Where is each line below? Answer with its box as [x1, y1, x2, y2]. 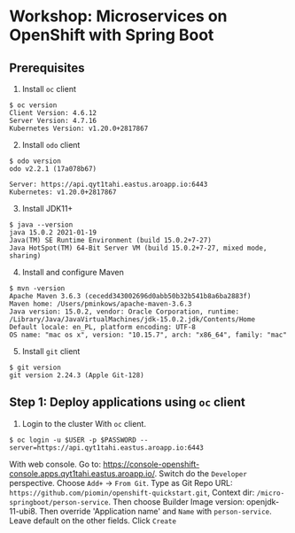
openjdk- [246, 496, 280, 506]
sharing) [9, 251, 42, 260]
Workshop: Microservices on [9, 6, 228, 27]
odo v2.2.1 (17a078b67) [9, 165, 97, 174]
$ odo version [9, 157, 62, 166]
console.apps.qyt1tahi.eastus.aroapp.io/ [9, 467, 155, 479]
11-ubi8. [9, 506, 38, 516]
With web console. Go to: [9, 459, 102, 469]
